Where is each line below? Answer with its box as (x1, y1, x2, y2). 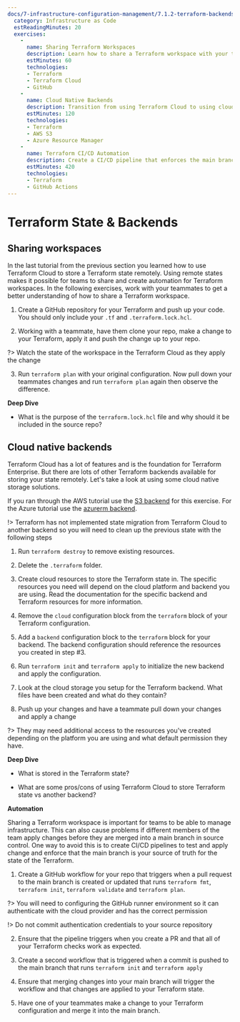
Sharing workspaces (7, 242, 102, 254)
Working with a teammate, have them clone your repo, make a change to (17, 327, 232, 336)
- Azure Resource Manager (26, 137, 104, 144)
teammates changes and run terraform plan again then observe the (17, 377, 219, 386)
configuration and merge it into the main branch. (17, 1006, 161, 1015)
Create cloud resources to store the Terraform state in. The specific (17, 575, 217, 583)
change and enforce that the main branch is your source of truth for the (7, 848, 218, 858)
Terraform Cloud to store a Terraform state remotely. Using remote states (7, 269, 223, 277)
